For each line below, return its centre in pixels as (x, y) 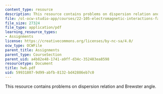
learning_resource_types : (31, 32)
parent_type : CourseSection (33, 55)
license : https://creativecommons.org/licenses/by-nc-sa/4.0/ (69, 41)
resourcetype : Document (29, 63)
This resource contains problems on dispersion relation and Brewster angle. (81, 86)
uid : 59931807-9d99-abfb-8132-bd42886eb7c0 (50, 73)
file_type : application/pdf (33, 28)
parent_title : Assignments (32, 50)
